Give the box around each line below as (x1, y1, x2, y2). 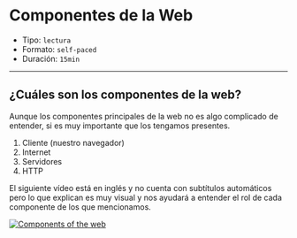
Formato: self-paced (21, 43, 97, 54)
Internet (21, 147, 51, 157)
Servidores (21, 156, 63, 166)
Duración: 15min (21, 53, 80, 64)
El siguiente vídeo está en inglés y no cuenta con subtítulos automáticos (9, 182, 272, 193)
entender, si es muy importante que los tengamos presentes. (9, 120, 231, 131)
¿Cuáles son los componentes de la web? (9, 88, 242, 103)
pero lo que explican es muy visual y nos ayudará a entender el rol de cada (9, 192, 283, 203)
